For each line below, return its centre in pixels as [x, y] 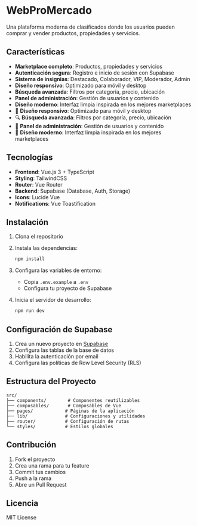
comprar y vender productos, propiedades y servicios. [73, 33]
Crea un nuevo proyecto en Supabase [61, 344]
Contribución [31, 445]
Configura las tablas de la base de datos [64, 350]
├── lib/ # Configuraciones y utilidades [76, 416]
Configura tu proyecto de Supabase [68, 288]
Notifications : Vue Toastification [55, 203]
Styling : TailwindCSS [41, 178]
